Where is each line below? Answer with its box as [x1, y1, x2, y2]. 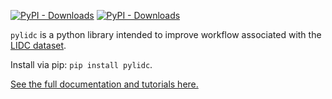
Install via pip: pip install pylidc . [10, 59, 153, 70]
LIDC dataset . [10, 40, 67, 51]
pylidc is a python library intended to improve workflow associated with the [10, 29, 322, 40]
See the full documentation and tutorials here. [10, 78, 199, 90]
